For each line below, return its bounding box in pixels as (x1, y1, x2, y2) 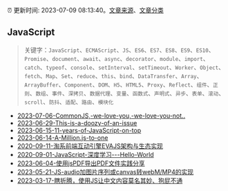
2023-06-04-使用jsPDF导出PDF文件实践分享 (17, 158, 145, 167)
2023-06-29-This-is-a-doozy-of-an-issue (17, 118, 137, 127)
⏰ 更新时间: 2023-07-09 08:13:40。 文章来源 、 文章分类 (7, 6, 164, 14)
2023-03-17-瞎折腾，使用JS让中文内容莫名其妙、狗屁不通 (17, 176, 183, 185)
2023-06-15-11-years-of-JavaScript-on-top (17, 126, 142, 134)
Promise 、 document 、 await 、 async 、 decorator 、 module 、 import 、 (23, 54, 209, 62)
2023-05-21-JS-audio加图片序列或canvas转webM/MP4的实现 (17, 167, 194, 176)
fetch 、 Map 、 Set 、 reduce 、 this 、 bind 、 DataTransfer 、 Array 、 (23, 71, 203, 80)
